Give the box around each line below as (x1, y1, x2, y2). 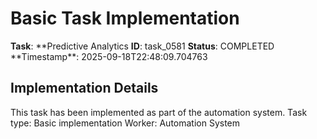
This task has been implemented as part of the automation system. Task (10, 106, 308, 118)
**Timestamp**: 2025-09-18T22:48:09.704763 (10, 50, 208, 62)
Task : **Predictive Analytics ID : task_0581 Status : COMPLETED (10, 40, 275, 52)
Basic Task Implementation (10, 7, 240, 30)
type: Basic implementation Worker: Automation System (10, 117, 241, 129)
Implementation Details (10, 80, 159, 97)
